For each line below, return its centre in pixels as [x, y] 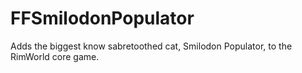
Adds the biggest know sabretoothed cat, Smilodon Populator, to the [151, 46]
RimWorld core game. [55, 56]
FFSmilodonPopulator [102, 18]
